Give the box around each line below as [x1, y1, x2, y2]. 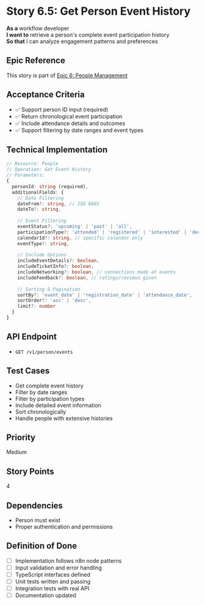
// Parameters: [6, 172, 45, 178]
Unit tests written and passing [15, 577, 91, 585]
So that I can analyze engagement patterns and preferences [6, 37, 159, 45]
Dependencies [6, 500, 63, 511]
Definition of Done [6, 541, 77, 551]
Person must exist [15, 516, 61, 523]
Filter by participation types [15, 395, 85, 402]
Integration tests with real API [15, 585, 90, 592]
